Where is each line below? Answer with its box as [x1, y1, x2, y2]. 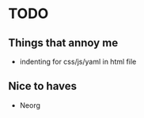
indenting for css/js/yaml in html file [19, 57, 137, 66]
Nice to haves [8, 79, 78, 93]
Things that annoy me [8, 36, 119, 50]
